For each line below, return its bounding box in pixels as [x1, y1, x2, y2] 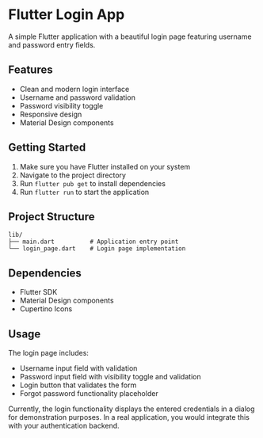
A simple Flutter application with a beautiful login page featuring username [8, 32, 252, 41]
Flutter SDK [19, 288, 58, 297]
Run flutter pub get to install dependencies [19, 178, 166, 188]
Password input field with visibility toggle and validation [19, 372, 201, 381]
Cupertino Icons [19, 304, 73, 314]
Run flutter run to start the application [19, 187, 150, 196]
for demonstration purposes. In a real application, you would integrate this [8, 413, 250, 421]
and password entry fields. [8, 40, 96, 49]
